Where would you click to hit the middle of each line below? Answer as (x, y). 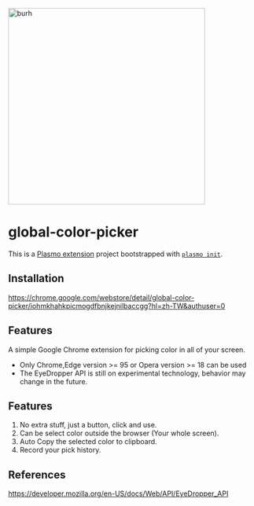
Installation (36, 279)
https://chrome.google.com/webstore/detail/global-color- (101, 297)
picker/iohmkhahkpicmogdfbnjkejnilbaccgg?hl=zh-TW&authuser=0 (117, 306)
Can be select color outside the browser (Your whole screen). (119, 433)
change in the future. (53, 381)
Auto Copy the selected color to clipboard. (88, 442)
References (37, 475)
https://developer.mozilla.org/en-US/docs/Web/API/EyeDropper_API (118, 493)
